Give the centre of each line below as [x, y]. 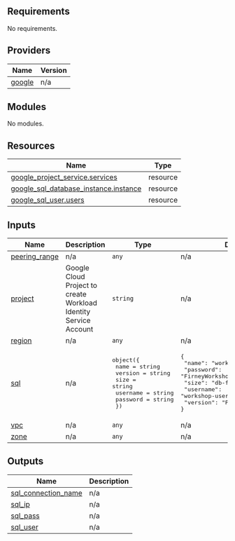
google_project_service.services [64, 177]
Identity [78, 312]
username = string [144, 393]
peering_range [35, 256]
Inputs [22, 225]
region [21, 341]
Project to [81, 285]
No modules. [26, 124]
